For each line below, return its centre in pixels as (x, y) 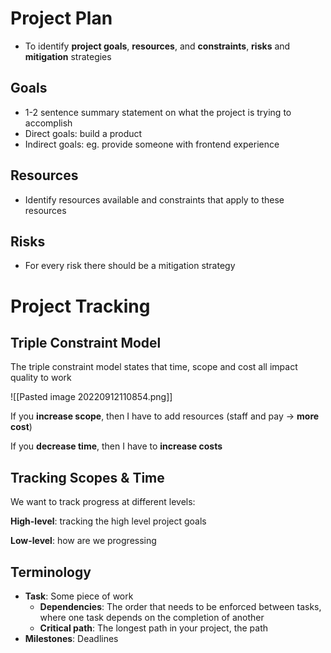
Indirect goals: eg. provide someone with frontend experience (152, 144)
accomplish (48, 123)
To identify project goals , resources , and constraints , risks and (157, 46)
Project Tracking (80, 306)
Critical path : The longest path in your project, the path (154, 628)
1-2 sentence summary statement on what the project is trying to (158, 112)
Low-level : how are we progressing (83, 541)
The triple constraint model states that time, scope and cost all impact (154, 367)
